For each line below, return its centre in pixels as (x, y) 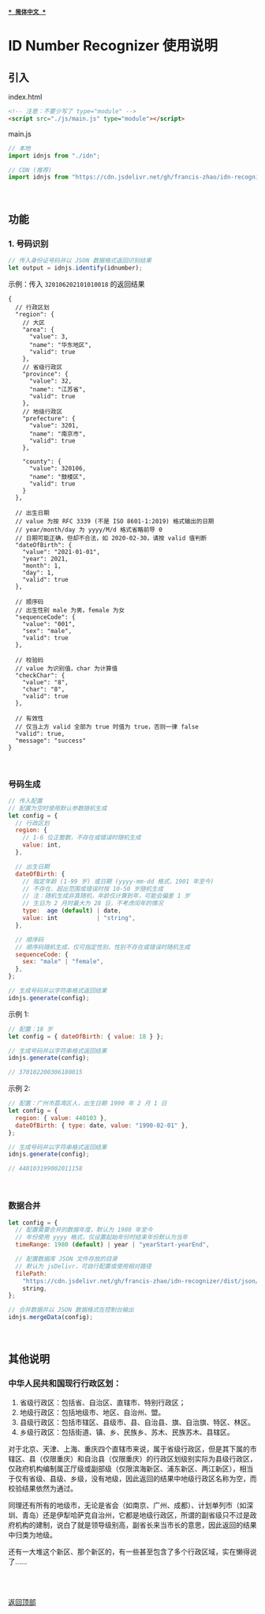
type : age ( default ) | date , (72, 911)
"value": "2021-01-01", (62, 552)
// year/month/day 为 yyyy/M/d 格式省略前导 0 (89, 530)
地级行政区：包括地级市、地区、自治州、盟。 (92, 1412)
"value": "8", (45, 682)
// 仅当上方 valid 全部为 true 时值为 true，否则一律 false (107, 726)
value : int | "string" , (79, 918)
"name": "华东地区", (60, 345)
